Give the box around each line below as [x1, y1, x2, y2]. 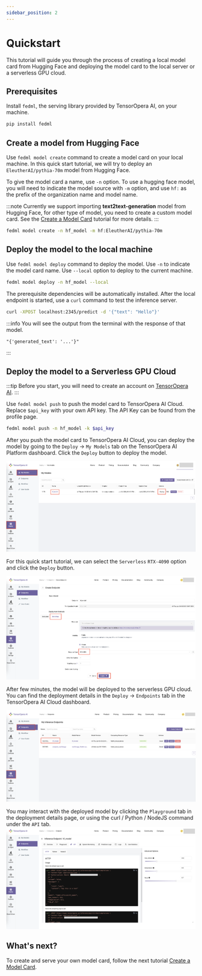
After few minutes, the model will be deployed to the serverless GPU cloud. [6, 686, 192, 693]
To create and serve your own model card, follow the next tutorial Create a [6, 957, 191, 964]
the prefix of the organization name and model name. [6, 191, 138, 198]
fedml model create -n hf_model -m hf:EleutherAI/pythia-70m [6, 228, 163, 234]
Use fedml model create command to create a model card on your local [6, 154, 183, 161]
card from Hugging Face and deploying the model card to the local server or [6, 63, 195, 70]
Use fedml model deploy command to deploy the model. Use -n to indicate [6, 260, 191, 268]
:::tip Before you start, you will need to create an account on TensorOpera [6, 382, 188, 390]
